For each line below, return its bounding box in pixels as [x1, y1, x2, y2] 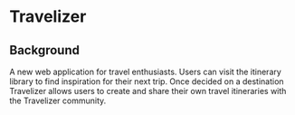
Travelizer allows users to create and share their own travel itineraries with [9, 86, 287, 96]
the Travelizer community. [9, 95, 107, 106]
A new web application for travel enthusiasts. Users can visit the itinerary [9, 66, 282, 77]
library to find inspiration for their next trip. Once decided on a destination [9, 76, 284, 87]
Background [9, 43, 80, 58]
